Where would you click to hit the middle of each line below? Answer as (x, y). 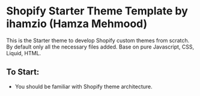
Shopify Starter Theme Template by (97, 11)
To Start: (23, 72)
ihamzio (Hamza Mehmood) (77, 24)
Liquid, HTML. (24, 53)
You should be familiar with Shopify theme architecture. (83, 86)
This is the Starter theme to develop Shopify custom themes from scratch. (98, 40)
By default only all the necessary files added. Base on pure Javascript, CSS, (100, 47)
